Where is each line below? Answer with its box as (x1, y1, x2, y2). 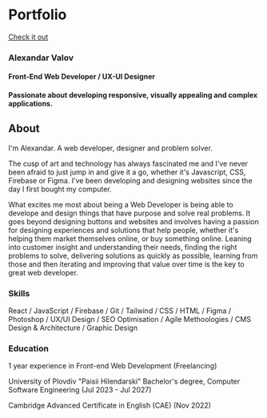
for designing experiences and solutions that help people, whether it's (8, 225, 239, 235)
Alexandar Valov (8, 52, 74, 63)
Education (8, 343, 50, 354)
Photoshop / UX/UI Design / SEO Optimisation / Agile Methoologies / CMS (8, 315, 252, 324)
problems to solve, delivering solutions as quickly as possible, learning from (8, 251, 258, 260)
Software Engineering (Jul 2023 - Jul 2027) (8, 385, 152, 395)
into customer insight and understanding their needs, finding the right (8, 242, 237, 251)
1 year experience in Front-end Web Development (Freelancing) (8, 361, 217, 371)
